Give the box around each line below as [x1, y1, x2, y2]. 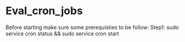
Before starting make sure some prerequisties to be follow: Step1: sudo [5, 24, 179, 31]
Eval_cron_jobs [5, 4, 83, 18]
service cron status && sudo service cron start [5, 30, 120, 37]
